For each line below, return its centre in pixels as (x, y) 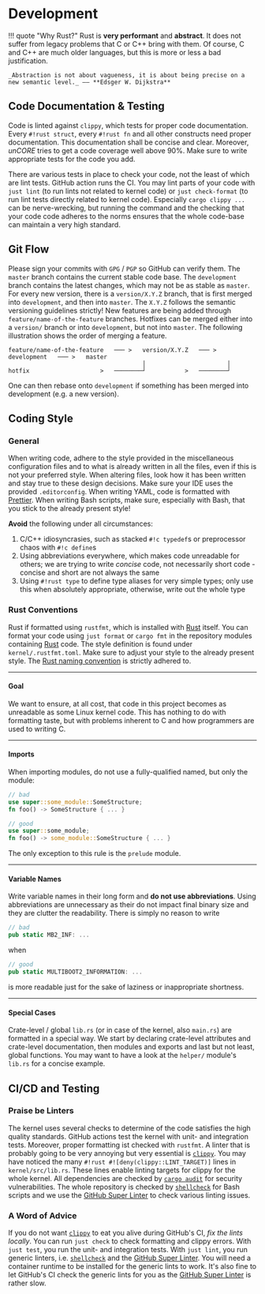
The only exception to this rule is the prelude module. (95, 853)
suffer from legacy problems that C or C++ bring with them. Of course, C (126, 43)
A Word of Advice (43, 1215)
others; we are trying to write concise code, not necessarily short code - (137, 564)
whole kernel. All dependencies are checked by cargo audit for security (125, 1178)
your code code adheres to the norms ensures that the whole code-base (126, 216)
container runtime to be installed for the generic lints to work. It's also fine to (132, 1266)
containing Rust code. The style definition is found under (101, 643)
